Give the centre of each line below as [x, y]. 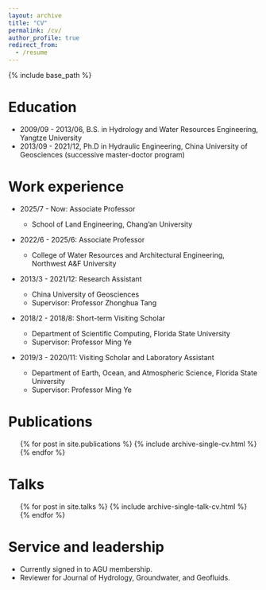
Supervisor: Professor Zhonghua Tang [94, 302]
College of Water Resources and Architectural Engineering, [128, 254]
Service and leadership [86, 547]
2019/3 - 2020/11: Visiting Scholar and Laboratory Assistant [117, 357]
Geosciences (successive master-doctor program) [102, 154]
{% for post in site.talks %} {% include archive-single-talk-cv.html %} [133, 507]
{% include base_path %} [50, 75]
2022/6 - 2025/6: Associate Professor [82, 239]
